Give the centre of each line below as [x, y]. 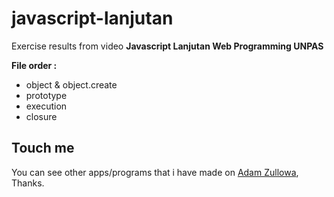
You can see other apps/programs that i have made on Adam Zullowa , [155, 172]
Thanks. [28, 183]
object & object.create [71, 84]
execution [46, 106]
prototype [46, 95]
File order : [34, 65]
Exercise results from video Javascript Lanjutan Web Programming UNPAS [167, 46]
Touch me [43, 148]
